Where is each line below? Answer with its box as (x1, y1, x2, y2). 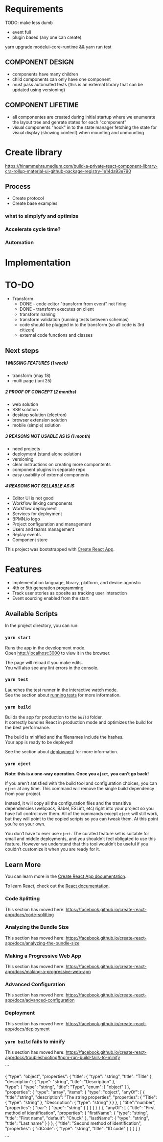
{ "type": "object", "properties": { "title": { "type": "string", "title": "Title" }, (5, 1073, 153, 1079)
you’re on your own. (5, 821, 46, 827)
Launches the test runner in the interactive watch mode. (5, 687, 118, 693)
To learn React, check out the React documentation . (5, 883, 110, 889)
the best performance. (5, 724, 50, 731)
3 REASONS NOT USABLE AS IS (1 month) (5, 433, 91, 439)
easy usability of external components (12, 472, 90, 477)
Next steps (5, 347, 39, 355)
